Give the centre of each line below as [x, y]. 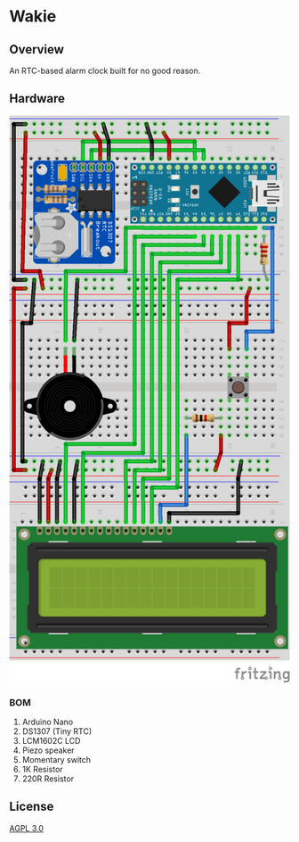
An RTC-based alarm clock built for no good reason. [105, 70]
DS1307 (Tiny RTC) [57, 731]
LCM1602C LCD [51, 741]
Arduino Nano [48, 722]
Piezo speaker [48, 750]
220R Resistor [48, 779]
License [32, 807]
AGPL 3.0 [27, 828]
